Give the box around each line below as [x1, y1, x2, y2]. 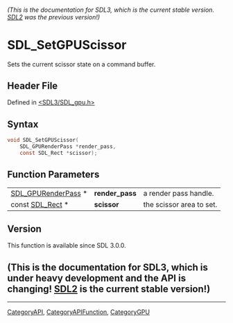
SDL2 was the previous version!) [7, 12, 101, 21]
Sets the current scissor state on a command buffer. [7, 59, 156, 68]
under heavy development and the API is [7, 272, 186, 284]
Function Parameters [7, 169, 100, 181]
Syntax [7, 118, 39, 130]
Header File [7, 80, 58, 91]
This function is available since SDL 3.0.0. [7, 241, 126, 250]
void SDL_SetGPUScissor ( [7, 137, 79, 144]
